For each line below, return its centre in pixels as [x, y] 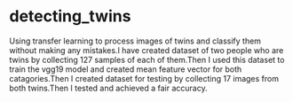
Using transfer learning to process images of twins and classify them [135, 41]
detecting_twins [70, 16]
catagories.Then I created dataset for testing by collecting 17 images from [144, 78]
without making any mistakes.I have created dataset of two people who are [146, 50]
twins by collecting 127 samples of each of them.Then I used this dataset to [147, 59]
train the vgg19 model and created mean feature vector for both [126, 69]
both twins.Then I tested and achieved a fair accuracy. [108, 88]
